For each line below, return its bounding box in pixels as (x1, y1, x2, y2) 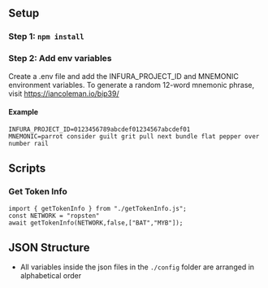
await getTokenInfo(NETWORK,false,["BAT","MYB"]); (8, 219, 184, 227)
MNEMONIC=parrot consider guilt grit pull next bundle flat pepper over (8, 132, 260, 141)
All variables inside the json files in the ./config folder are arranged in (19, 262, 254, 272)
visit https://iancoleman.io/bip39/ (8, 89, 119, 98)
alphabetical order (19, 271, 82, 281)
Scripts (8, 162, 46, 176)
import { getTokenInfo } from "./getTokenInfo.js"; (8, 204, 187, 212)
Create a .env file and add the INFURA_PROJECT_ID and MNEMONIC (8, 71, 240, 81)
